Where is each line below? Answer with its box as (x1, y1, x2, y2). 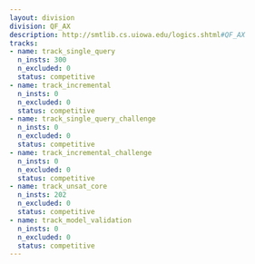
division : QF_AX (9, 22, 71, 31)
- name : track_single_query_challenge (9, 114, 156, 123)
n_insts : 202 (17, 191, 67, 200)
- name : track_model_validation (9, 215, 132, 225)
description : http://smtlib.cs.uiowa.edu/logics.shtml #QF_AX (9, 30, 246, 39)
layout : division (9, 13, 75, 23)
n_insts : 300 (17, 55, 67, 64)
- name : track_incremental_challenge (9, 148, 152, 157)
